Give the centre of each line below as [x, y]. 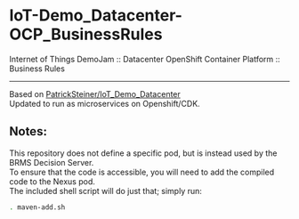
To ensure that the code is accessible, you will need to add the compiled [142, 172]
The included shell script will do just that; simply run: [106, 191]
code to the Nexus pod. [53, 181]
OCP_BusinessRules [86, 34]
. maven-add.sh [37, 207]
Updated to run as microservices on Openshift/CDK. [105, 103]
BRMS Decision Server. [52, 162]
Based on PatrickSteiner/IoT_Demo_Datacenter [95, 93]
